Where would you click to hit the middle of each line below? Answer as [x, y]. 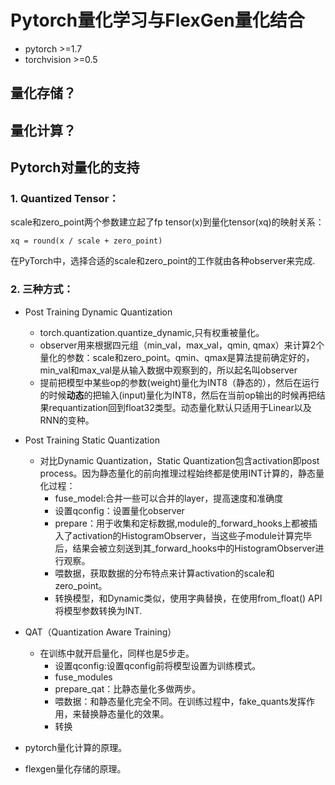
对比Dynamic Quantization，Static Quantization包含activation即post [179, 460]
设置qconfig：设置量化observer [119, 510]
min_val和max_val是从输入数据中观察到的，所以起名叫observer [168, 370]
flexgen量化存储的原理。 [75, 768]
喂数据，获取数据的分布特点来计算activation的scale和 [164, 573]
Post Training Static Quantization [92, 440]
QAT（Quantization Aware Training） [100, 632]
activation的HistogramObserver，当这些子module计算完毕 [192, 535]
